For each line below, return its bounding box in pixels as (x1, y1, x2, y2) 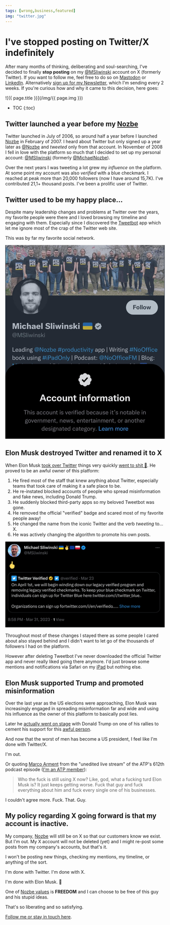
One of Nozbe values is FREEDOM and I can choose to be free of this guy (5, 888, 159, 895)
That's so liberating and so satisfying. (5, 904, 83, 910)
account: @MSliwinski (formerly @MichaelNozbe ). (5, 155, 110, 161)
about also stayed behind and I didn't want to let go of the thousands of (5, 638, 154, 644)
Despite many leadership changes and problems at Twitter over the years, (5, 209, 159, 215)
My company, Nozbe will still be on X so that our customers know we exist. (5, 833, 161, 839)
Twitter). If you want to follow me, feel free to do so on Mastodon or (5, 74, 146, 81)
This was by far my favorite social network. (5, 235, 95, 241)
